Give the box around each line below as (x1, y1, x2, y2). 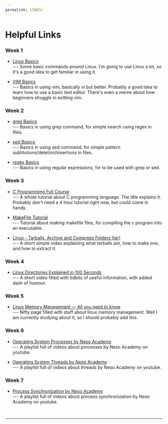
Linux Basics (12, 58, 39, 64)
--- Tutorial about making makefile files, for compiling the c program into (12, 219, 162, 226)
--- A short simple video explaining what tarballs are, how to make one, (12, 240, 159, 246)
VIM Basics (12, 79, 36, 85)
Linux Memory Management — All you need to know (12, 304, 121, 310)
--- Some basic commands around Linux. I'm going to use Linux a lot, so (12, 64, 162, 70)
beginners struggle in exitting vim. (12, 95, 83, 101)
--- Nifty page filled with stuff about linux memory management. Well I (12, 309, 157, 315)
